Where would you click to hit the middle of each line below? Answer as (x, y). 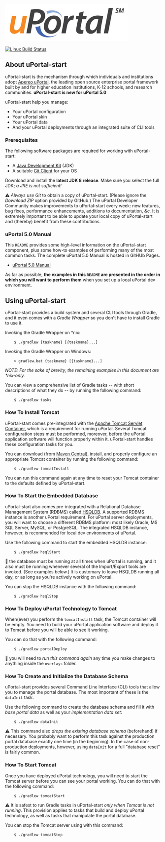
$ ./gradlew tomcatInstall (42, 469)
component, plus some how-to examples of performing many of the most (80, 250)
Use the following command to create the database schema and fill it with (80, 707)
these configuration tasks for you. (39, 444)
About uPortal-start (36, 65)
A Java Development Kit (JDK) (43, 166)
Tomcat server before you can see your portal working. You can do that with (82, 781)
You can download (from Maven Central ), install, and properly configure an (81, 454)
